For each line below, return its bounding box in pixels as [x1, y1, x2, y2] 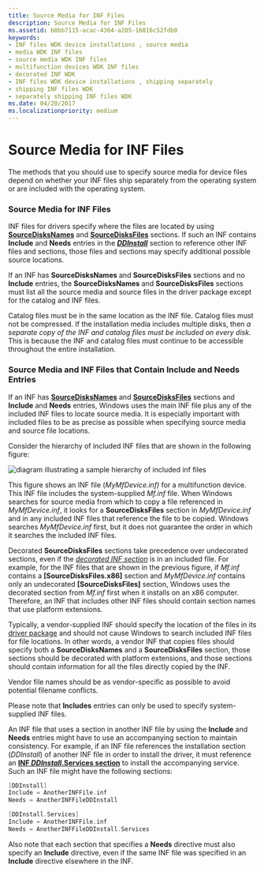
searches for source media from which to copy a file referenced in [8, 497, 223, 506]
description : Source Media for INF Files [8, 19, 147, 27]
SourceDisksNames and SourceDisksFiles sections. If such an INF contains [8, 230, 257, 239]
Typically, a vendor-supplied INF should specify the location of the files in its [8, 619, 257, 629]
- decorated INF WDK [8, 70, 76, 78]
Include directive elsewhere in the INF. [8, 856, 134, 866]
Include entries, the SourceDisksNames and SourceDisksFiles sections [8, 279, 244, 288]
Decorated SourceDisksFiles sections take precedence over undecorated [8, 546, 248, 555]
